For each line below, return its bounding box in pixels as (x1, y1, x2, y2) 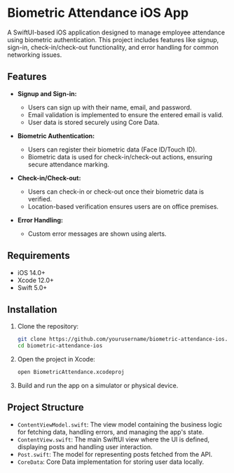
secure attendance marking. (27, 160, 110, 168)
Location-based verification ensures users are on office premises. (27, 202, 219, 211)
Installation (7, 303, 57, 315)
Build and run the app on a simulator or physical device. (17, 381, 179, 389)
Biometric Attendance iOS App (7, 5, 189, 21)
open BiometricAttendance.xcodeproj (17, 368, 125, 376)
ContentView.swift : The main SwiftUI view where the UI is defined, (17, 435, 210, 444)
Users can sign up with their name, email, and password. (27, 103, 192, 112)
